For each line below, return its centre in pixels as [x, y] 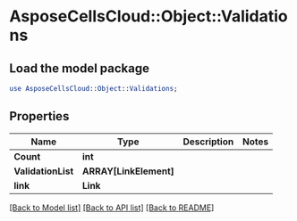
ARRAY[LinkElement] [128, 171]
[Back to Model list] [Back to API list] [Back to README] [112, 208]
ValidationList [44, 171]
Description [208, 142]
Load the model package [80, 68]
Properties [39, 116]
